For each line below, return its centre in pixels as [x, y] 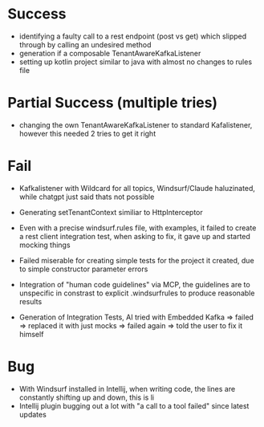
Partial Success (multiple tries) [113, 103]
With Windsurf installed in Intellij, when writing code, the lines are [127, 388]
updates [33, 414]
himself [31, 334]
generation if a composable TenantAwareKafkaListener [110, 53]
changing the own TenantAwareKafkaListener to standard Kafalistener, [136, 124]
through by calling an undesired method [85, 44]
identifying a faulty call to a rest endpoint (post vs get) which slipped [133, 36]
